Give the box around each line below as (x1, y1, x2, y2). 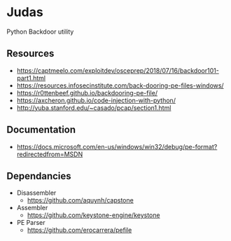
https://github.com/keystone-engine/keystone (27, 211, 160, 219)
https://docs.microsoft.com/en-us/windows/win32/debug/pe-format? (16, 142, 218, 151)
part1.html (16, 74, 46, 82)
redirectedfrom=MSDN (16, 150, 83, 158)
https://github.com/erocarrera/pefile (27, 226, 132, 235)
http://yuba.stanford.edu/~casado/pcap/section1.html (16, 103, 171, 112)
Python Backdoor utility (6, 27, 74, 36)
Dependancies (6, 170, 71, 182)
